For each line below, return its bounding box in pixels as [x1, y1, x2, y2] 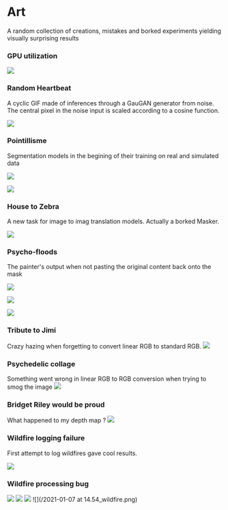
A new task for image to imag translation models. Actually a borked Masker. [7, 217, 220, 226]
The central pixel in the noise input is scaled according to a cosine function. [7, 106, 220, 114]
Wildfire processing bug [7, 479, 89, 488]
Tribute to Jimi [7, 326, 57, 335]
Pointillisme [7, 136, 47, 146]
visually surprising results [7, 34, 79, 42]
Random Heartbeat [7, 84, 72, 93]
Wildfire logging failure [7, 433, 85, 443]
